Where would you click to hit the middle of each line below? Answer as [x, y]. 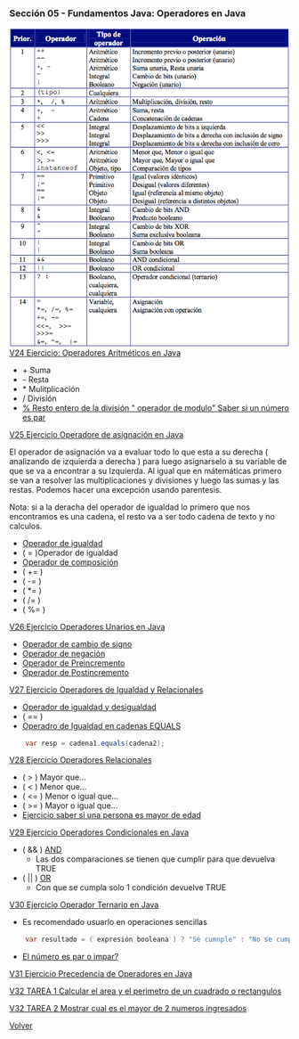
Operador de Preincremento [73, 663]
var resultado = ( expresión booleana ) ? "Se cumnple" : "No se [149, 940]
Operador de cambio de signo [77, 643]
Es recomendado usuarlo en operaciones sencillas [114, 922]
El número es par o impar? [70, 957]
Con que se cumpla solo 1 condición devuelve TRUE [131, 888]
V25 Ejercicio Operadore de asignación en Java [97, 434]
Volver [21, 1026]
